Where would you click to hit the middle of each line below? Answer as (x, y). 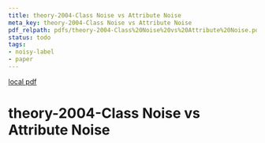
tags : (17, 45)
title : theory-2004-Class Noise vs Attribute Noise (95, 15)
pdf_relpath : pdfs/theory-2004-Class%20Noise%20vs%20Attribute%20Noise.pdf (135, 30)
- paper (21, 60)
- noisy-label (32, 52)
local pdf (22, 81)
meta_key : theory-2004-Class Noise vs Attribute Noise (100, 23)
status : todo (30, 37)
